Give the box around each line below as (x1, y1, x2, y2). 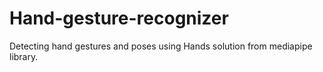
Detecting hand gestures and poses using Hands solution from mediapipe (9, 40, 313, 52)
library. (9, 50, 39, 62)
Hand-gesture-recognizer (9, 7, 229, 30)
